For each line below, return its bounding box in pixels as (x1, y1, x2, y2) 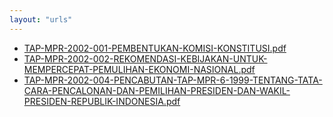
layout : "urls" (9, 14, 73, 25)
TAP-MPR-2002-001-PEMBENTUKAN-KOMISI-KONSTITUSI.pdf (23, 42, 287, 54)
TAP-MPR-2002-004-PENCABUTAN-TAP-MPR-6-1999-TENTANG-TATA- (23, 74, 323, 86)
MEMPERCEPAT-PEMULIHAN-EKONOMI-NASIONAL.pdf (23, 63, 256, 75)
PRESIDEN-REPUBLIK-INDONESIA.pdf (23, 95, 181, 107)
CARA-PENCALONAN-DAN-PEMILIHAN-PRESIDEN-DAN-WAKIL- (23, 84, 291, 96)
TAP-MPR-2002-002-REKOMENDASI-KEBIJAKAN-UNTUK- (23, 52, 268, 65)
